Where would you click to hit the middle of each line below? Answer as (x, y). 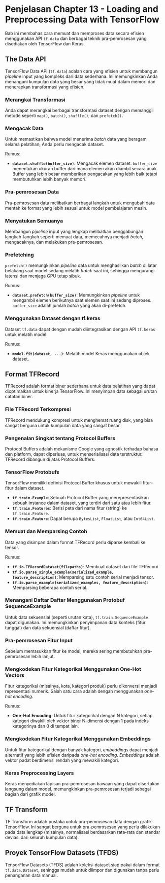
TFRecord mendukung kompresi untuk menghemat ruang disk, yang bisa (79, 420)
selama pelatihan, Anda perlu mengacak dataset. (55, 145)
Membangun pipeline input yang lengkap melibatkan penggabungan (74, 231)
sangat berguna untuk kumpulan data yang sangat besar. (63, 425)
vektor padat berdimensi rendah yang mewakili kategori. (62, 760)
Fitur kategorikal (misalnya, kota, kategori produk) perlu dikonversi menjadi (81, 686)
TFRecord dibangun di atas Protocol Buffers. (50, 459)
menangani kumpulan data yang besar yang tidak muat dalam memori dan (80, 81)
